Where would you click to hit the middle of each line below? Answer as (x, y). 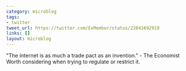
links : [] (18, 33)
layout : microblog (29, 39)
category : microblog (32, 11)
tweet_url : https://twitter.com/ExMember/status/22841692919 (83, 28)
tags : (13, 17)
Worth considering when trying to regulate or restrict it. (73, 62)
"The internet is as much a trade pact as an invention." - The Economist (93, 55)
